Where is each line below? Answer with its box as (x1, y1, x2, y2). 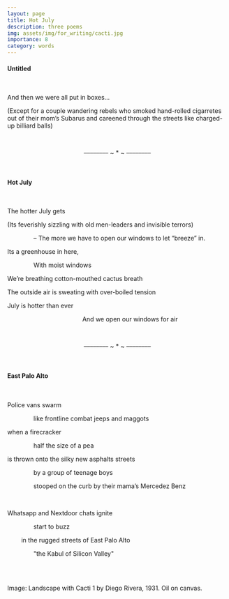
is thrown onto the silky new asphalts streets (7, 455, 135, 463)
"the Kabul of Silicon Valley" (33, 549, 114, 558)
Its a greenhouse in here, (7, 248, 79, 256)
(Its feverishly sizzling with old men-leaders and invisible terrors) (7, 220, 194, 229)
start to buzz (33, 522, 70, 531)
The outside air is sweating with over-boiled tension (7, 288, 156, 296)
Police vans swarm (7, 400, 61, 409)
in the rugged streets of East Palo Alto (20, 536, 131, 544)
